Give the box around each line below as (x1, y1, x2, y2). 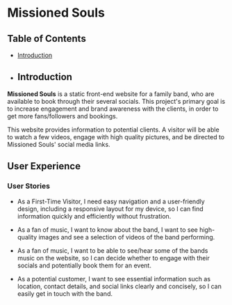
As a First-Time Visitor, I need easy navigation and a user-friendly (17, 197, 205, 205)
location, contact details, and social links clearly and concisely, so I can (17, 282, 222, 290)
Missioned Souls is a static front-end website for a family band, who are (7, 89, 215, 98)
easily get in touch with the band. (17, 289, 113, 297)
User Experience (7, 160, 81, 172)
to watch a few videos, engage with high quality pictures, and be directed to (7, 132, 225, 141)
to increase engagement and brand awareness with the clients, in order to (7, 104, 219, 113)
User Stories (7, 181, 51, 191)
